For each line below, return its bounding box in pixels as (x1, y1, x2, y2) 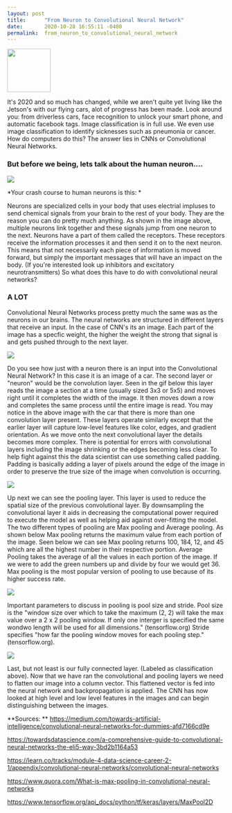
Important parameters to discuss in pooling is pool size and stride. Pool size (7, 601, 224, 609)
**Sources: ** (7, 715, 48, 723)
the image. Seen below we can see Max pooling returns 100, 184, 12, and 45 (7, 538, 224, 546)
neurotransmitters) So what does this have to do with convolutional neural (7, 268, 218, 276)
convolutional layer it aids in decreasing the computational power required (7, 508, 219, 516)
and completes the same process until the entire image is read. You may (7, 401, 213, 409)
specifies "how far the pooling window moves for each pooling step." (7, 630, 204, 638)
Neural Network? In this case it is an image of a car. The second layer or (7, 371, 213, 380)
